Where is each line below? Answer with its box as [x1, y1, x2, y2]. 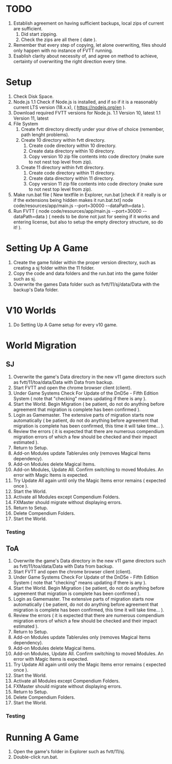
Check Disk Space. [13, 93, 54, 99]
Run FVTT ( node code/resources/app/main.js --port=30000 [13, 208, 142, 214]
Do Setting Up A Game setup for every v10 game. [13, 322, 118, 328]
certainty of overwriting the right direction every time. [13, 58, 127, 64]
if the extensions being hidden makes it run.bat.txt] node [13, 197, 133, 203]
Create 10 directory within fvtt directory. [21, 137, 106, 143]
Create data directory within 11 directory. [28, 175, 114, 181]
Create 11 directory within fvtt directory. [21, 164, 105, 170]
